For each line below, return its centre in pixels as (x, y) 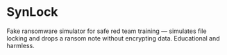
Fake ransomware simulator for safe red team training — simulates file (107, 31)
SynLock (32, 12)
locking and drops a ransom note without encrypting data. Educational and (113, 38)
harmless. (21, 45)
